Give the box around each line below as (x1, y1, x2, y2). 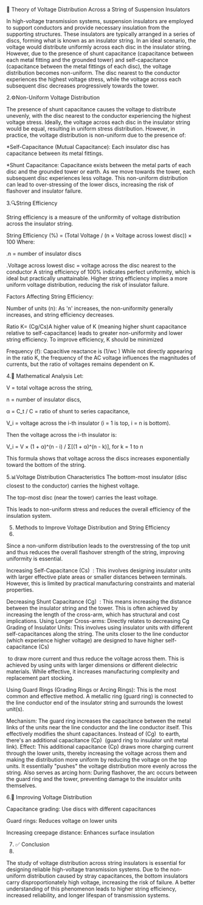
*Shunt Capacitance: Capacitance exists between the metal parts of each (6, 162, 191, 168)
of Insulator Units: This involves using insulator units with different (27, 624, 193, 631)
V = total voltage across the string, (6, 384, 93, 391)
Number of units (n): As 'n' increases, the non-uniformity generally (6, 305, 173, 312)
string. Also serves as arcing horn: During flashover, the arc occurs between (6, 769, 198, 776)
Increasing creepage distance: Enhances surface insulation (6, 829, 155, 836)
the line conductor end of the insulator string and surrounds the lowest (6, 699, 184, 706)
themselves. (6, 782, 37, 789)
